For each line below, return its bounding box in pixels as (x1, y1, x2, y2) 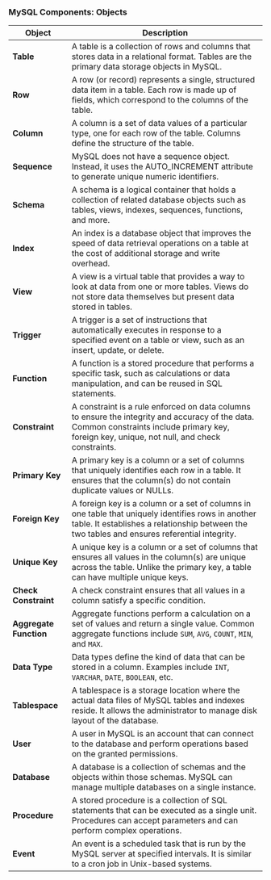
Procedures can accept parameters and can (71, 815, 239, 826)
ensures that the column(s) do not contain (71, 475, 231, 486)
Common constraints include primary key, (71, 421, 230, 433)
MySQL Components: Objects (8, 6, 127, 18)
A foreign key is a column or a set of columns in (71, 498, 252, 509)
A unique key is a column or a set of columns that (71, 542, 258, 553)
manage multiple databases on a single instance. (71, 782, 256, 793)
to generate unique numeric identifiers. (71, 171, 219, 182)
